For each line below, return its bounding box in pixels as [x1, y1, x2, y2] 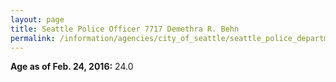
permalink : [10, 33, 56, 43]
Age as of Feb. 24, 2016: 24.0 [10, 61, 134, 73]
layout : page [10, 14, 65, 25]
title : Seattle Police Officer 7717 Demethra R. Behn [10, 24, 240, 34]
